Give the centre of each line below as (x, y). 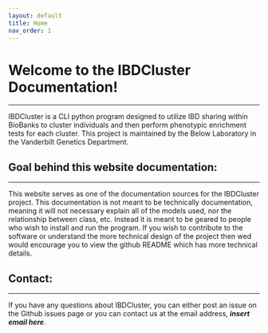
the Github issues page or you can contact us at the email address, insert (129, 313)
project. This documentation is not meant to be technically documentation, (131, 202)
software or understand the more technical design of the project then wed (130, 236)
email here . (27, 322)
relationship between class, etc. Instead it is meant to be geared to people (130, 220)
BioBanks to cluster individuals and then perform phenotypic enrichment (128, 125)
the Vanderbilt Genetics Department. (69, 142)
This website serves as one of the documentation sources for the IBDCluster (134, 194)
